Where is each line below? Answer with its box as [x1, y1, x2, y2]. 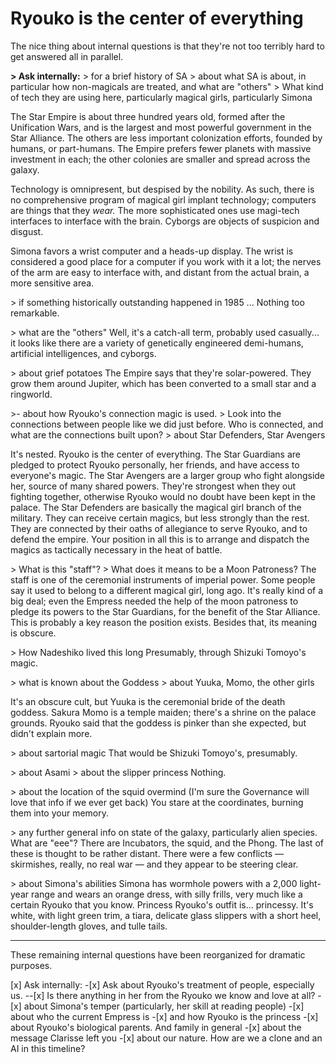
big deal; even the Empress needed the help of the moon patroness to [10, 595, 299, 607]
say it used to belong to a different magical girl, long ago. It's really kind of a [10, 584, 324, 596]
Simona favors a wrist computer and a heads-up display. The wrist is [10, 245, 294, 257]
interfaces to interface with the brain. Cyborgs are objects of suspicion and [10, 215, 320, 227]
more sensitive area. [10, 277, 95, 289]
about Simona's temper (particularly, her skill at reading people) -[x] [23, 1000, 305, 1012]
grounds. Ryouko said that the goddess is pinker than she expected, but [10, 717, 307, 729]
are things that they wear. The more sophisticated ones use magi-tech [10, 204, 300, 216]
